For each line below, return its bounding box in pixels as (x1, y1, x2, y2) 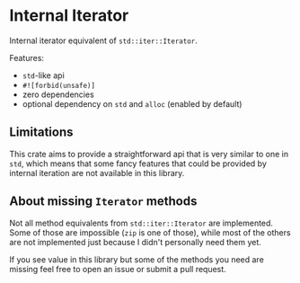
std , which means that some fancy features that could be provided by (9, 158, 268, 169)
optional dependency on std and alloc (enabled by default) (22, 98, 243, 109)
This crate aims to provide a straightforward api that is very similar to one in (9, 148, 289, 159)
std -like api (22, 69, 65, 81)
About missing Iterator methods (9, 194, 198, 209)
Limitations (9, 125, 74, 140)
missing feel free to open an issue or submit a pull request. (9, 263, 226, 274)
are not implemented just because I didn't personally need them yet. (9, 236, 262, 247)
